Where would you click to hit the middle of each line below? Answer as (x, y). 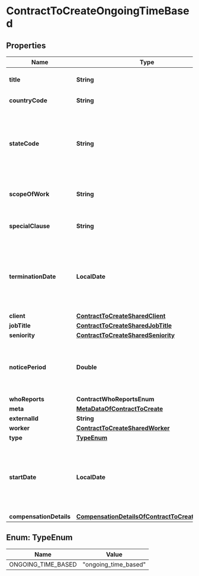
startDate (23, 477)
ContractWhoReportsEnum (115, 399)
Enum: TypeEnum (39, 538)
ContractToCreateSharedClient (121, 316)
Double (86, 367)
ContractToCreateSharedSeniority (126, 335)
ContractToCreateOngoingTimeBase (98, 11)
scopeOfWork (29, 194)
